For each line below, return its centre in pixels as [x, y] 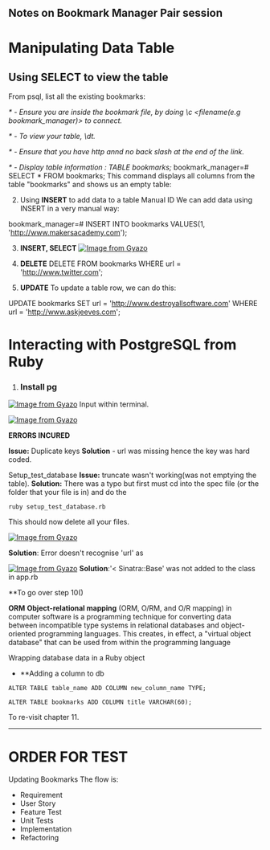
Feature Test [41, 811]
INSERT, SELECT [48, 248]
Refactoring [39, 837]
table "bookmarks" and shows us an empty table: [90, 185]
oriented [22, 633]
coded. [20, 459]
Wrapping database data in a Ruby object [77, 657]
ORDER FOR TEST [68, 757]
